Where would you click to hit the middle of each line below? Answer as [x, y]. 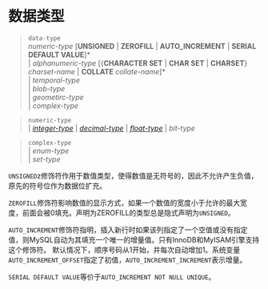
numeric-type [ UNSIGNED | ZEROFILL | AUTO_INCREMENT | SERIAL [142, 46]
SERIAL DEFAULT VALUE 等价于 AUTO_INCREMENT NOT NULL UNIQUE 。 [112, 276]
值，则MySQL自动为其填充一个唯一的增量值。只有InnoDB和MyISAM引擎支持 [134, 239]
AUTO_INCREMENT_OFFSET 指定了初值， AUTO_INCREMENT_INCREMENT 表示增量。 [128, 259]
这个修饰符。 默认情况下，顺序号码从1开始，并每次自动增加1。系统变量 [124, 250]
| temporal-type [54, 80]
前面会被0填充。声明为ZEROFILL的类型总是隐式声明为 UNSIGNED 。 [128, 212]
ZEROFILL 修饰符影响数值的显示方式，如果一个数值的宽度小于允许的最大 [124, 203]
